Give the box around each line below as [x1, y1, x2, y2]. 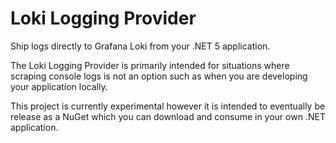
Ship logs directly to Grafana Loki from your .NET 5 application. [10, 40, 271, 52]
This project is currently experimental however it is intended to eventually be [10, 100, 326, 112]
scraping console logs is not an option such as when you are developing [10, 70, 308, 82]
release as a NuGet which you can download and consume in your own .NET [10, 110, 326, 122]
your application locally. [10, 80, 108, 92]
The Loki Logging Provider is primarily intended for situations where [10, 59, 290, 71]
